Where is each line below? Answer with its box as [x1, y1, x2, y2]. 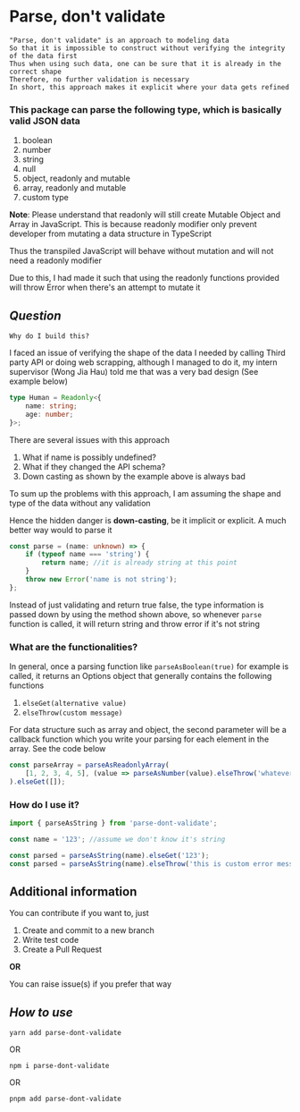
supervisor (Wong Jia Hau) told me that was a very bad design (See [9, 367, 259, 378]
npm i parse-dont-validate [9, 1062, 110, 1071]
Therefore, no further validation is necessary [9, 74, 190, 84]
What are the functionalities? [9, 641, 138, 653]
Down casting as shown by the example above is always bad [21, 471, 246, 481]
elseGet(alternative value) [21, 700, 127, 709]
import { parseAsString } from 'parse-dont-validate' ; [9, 819, 218, 828]
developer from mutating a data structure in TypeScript [9, 228, 212, 239]
